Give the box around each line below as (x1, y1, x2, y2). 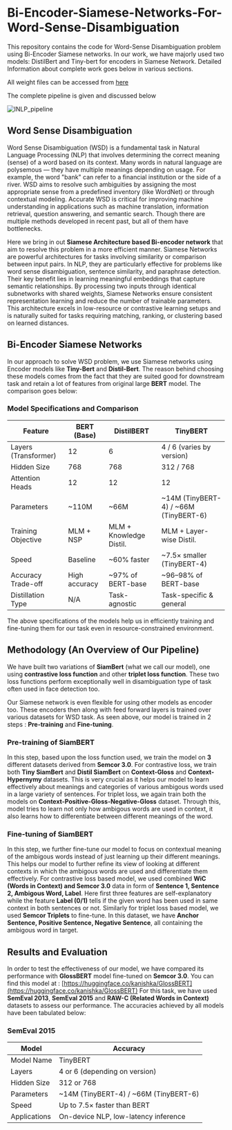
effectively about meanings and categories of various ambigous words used (7, 782, 224, 791)
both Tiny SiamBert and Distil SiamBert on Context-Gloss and (7, 768, 186, 776)
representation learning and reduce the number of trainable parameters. (7, 297, 213, 305)
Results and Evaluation (7, 946, 108, 957)
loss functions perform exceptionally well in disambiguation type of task (7, 677, 212, 685)
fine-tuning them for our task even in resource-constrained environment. (7, 624, 214, 632)
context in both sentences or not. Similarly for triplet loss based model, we (7, 904, 219, 912)
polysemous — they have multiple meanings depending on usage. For (7, 165, 206, 174)
